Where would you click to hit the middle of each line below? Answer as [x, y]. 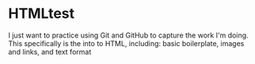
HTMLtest [42, 14]
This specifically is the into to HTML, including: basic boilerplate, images [126, 43]
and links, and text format [50, 52]
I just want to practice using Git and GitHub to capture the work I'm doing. [128, 35]
